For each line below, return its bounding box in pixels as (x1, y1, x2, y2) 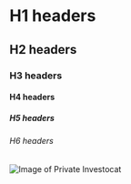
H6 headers (9, 136, 55, 147)
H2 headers (9, 42, 77, 57)
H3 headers (9, 69, 63, 82)
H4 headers (9, 92, 55, 103)
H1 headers (9, 5, 96, 26)
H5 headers (9, 112, 55, 123)
